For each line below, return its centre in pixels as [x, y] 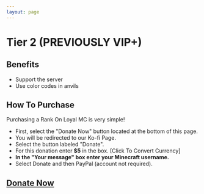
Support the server [39, 79]
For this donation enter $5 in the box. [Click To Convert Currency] [98, 151]
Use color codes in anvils [47, 85]
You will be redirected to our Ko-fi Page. [65, 138]
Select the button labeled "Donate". [60, 145]
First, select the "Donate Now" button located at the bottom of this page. [107, 131]
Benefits [23, 65]
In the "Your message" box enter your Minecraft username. [92, 157]
